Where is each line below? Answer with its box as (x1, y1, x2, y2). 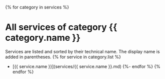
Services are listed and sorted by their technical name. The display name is (5, 48, 160, 54)
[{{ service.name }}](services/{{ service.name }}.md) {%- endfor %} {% (12, 63, 161, 69)
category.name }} (5, 32, 81, 44)
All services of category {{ (5, 22, 117, 33)
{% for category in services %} (5, 4, 69, 10)
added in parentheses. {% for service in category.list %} (5, 54, 121, 60)
